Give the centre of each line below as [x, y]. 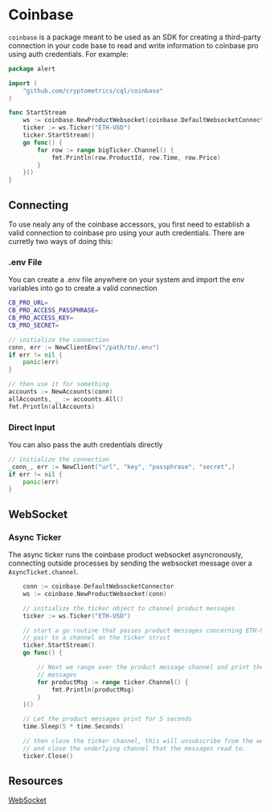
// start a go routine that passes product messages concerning [133, 630]
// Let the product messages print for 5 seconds [108, 719]
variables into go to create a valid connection [83, 288]
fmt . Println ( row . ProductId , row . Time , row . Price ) [136, 157]
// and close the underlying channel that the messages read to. [135, 749]
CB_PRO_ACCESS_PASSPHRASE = [53, 311]
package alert [32, 69]
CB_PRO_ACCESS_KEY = [41, 318]
